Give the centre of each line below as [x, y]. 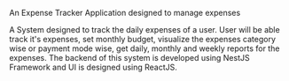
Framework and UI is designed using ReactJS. [93, 67]
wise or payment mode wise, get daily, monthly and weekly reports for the [144, 48]
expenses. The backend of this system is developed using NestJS [129, 58]
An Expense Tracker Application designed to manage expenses [125, 13]
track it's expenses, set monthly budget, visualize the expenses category [143, 39]
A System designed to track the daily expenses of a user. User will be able [145, 29]
